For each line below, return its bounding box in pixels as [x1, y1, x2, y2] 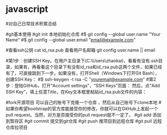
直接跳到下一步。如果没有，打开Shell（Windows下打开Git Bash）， [22, 70, 159, 76]
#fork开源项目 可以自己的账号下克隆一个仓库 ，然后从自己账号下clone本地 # [5, 99, 162, 105]
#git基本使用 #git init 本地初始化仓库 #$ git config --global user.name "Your [5, 31, 161, 37]
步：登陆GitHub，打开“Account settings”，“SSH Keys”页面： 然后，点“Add [5, 82, 160, 88]
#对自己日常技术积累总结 [5, 20, 57, 26]
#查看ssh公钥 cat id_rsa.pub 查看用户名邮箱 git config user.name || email [5, 47, 155, 53]
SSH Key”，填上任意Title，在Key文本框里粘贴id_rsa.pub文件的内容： [5, 89, 147, 95]
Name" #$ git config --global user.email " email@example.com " [5, 36, 136, 43]
